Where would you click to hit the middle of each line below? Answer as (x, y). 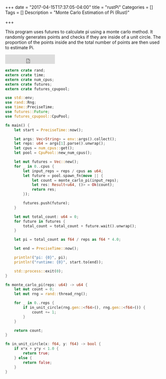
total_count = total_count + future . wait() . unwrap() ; (80, 226)
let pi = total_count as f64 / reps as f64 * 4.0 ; (68, 240)
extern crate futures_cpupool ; (38, 89)
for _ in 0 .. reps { (34, 303)
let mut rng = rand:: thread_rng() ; (51, 294)
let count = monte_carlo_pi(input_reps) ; (75, 180)
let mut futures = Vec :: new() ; (46, 162)
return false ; (38, 363)
